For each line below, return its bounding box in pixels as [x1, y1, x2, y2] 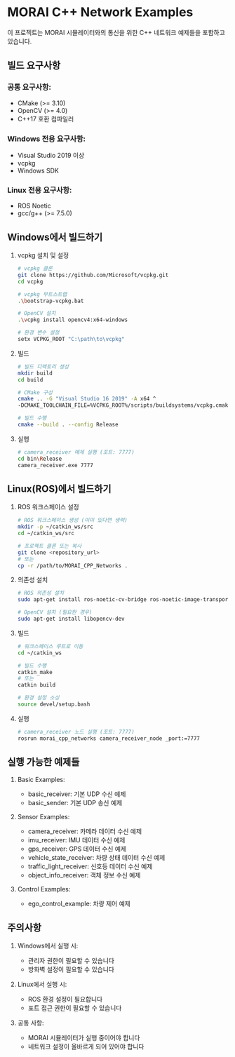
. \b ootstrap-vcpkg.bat [17, 297, 84, 304]
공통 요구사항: [7, 82, 51, 92]
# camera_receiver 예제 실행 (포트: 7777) [17, 448, 135, 456]
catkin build [17, 682, 56, 689]
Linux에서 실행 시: [17, 980, 67, 989]
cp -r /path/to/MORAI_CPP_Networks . [17, 562, 128, 569]
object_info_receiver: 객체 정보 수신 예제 [27, 870, 141, 879]
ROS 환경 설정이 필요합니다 [27, 995, 103, 1004]
